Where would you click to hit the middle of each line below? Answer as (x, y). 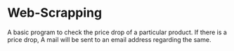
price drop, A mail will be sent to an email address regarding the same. (109, 39)
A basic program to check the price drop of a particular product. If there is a (117, 32)
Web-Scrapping (55, 13)
